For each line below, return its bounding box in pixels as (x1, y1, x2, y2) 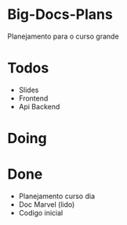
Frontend (18, 93, 49, 103)
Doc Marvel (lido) (18, 200, 75, 209)
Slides (18, 85, 39, 94)
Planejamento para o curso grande (7, 31, 119, 41)
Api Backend (18, 101, 60, 111)
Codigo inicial (18, 208, 63, 217)
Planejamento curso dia (18, 191, 96, 201)
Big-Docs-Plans (7, 6, 113, 24)
